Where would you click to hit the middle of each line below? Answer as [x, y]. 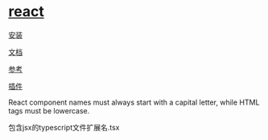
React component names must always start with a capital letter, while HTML [134, 102]
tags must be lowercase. [49, 110]
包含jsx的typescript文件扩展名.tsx [64, 127]
